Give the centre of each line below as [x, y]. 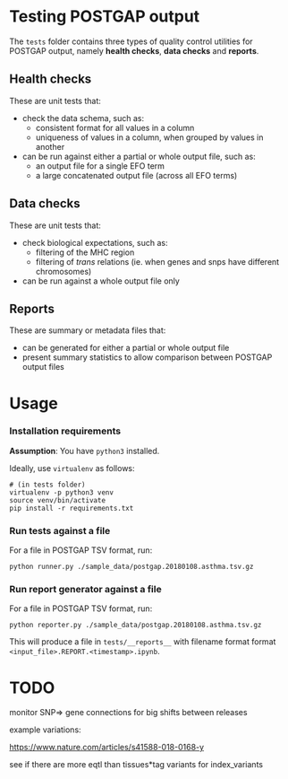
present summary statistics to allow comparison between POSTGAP [147, 357]
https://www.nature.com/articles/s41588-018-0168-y [106, 748]
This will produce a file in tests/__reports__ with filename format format [143, 642]
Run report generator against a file [86, 590]
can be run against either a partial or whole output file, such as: [139, 156]
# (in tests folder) [48, 485]
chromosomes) [64, 271]
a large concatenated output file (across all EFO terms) [136, 175]
